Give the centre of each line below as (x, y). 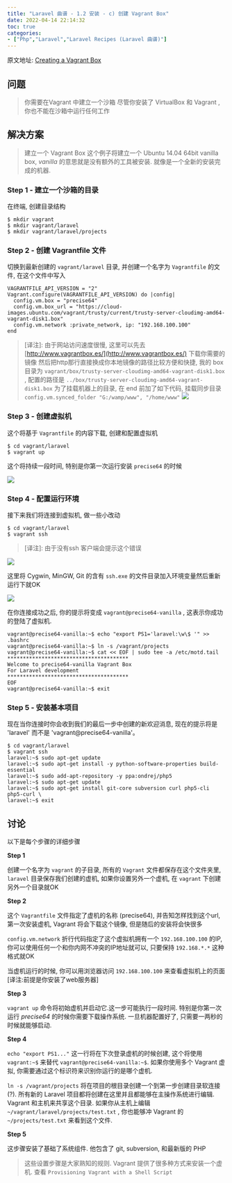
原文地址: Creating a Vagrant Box (55, 60)
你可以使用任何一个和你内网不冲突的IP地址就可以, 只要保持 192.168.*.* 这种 (116, 948)
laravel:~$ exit (31, 801)
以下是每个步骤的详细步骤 (44, 842)
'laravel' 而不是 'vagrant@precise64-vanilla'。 (73, 733)
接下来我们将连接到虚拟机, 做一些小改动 (64, 515)
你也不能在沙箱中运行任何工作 (67, 110)
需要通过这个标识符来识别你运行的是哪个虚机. (88, 1071)
